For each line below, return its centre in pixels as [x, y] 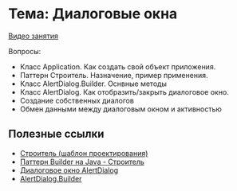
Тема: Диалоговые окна [93, 14]
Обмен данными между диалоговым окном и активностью [120, 109]
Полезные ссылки [56, 134]
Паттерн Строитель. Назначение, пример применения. [114, 75]
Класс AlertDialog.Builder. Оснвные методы [93, 84]
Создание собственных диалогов [77, 100]
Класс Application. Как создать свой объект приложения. [118, 66]
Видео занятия [33, 36]
